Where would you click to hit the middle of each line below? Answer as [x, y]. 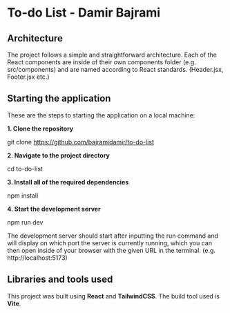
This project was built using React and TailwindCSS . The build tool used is [113, 296]
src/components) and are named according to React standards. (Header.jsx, [115, 69]
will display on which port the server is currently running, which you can [110, 243]
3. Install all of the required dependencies [68, 182]
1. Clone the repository [40, 129]
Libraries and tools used [60, 279]
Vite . [14, 303]
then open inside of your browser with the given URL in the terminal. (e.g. [112, 250]
